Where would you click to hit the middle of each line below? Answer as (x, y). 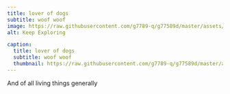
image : (16, 26)
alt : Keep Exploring (37, 32)
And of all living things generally (52, 83)
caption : (20, 45)
